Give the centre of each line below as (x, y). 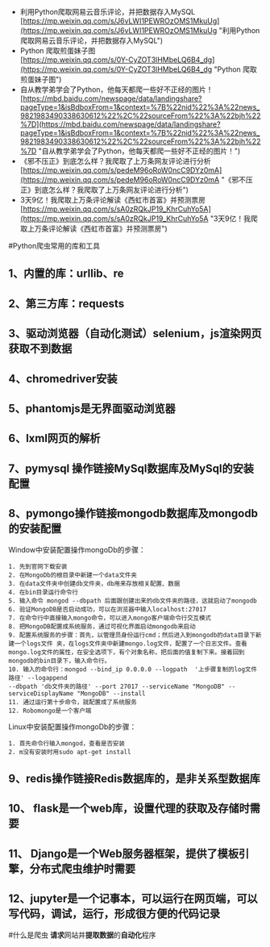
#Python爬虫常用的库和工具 (54, 246)
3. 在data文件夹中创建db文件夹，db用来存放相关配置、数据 (94, 583)
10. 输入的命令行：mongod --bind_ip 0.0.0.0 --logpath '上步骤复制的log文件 (133, 669)
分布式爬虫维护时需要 (82, 868)
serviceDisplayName (41, 693)
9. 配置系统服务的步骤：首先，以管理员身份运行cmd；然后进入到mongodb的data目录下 (132, 635)
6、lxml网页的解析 (54, 438)
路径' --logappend (38, 678)
